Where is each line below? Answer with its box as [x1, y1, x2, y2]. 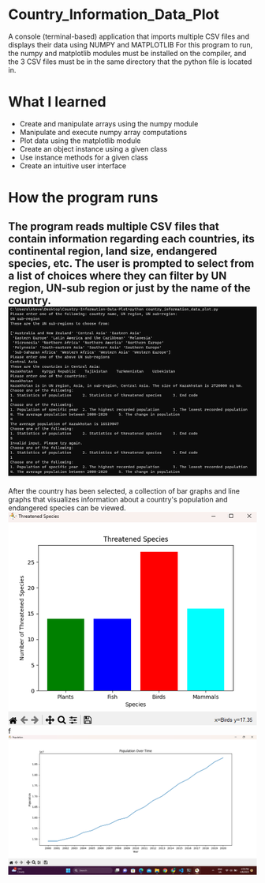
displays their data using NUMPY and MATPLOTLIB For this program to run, [8, 39, 253, 49]
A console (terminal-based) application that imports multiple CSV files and [8, 32, 250, 41]
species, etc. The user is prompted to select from [8, 257, 255, 270]
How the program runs [8, 189, 159, 207]
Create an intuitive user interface [19, 160, 127, 171]
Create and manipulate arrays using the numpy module [19, 118, 199, 128]
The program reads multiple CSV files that [8, 220, 219, 234]
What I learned [8, 93, 106, 111]
